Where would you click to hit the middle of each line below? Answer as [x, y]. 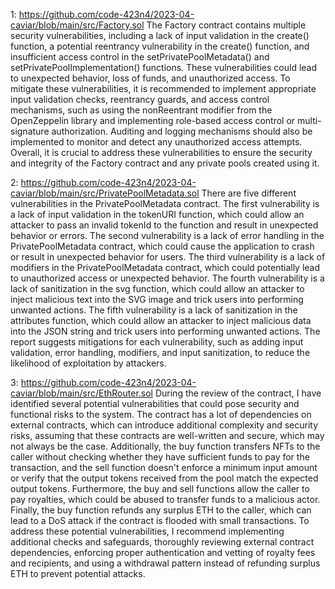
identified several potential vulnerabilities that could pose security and [155, 403]
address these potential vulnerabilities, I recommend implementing [147, 531]
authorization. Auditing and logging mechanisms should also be [182, 131]
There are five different [249, 193]
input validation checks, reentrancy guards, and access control [140, 99]
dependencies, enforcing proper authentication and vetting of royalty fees [163, 552]
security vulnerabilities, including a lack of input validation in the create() [160, 35]
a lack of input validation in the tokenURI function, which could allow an [157, 214]
